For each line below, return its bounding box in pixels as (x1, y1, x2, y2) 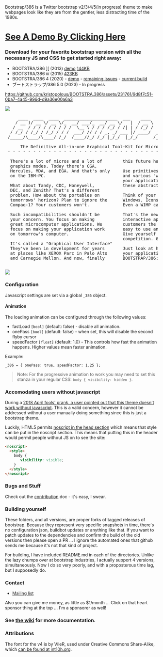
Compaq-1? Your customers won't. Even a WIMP (10, 202, 151, 208)
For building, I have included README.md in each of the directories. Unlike (5, 552, 154, 558)
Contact (5, 579, 25, 586)
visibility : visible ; (20, 457, 64, 462)
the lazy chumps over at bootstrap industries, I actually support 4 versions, (5, 557, 155, 563)
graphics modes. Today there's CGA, (10, 163, 98, 169)
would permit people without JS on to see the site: (5, 435, 106, 440)
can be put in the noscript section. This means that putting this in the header (5, 430, 158, 436)
